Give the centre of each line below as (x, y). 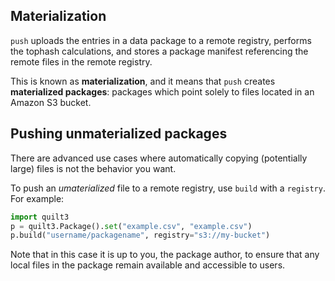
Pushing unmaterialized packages (119, 134)
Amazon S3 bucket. (51, 102)
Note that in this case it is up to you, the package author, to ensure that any (165, 255)
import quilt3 (40, 217)
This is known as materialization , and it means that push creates (143, 81)
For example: (37, 198)
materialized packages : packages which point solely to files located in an (162, 91)
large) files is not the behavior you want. (93, 168)
